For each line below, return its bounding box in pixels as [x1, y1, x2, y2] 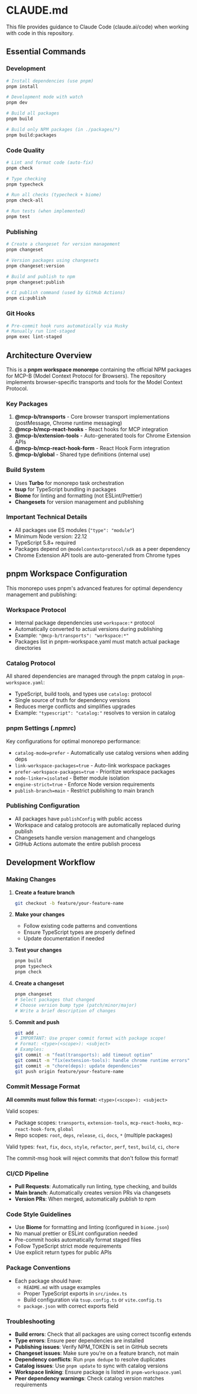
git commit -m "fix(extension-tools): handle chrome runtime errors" [14, 1057, 190, 1063]
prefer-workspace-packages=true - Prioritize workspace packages [14, 768, 176, 775]
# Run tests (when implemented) [6, 208, 86, 214]
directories [14, 644, 41, 651]
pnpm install [6, 84, 38, 90]
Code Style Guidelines [6, 1210, 72, 1218]
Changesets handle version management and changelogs [14, 834, 156, 841]
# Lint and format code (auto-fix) [6, 160, 94, 165]
